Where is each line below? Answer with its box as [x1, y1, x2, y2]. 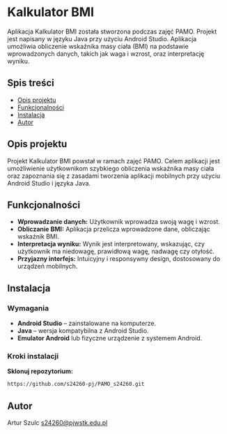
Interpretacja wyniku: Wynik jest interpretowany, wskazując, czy [17, 240, 205, 248]
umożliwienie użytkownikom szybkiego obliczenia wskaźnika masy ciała [7, 164, 214, 172]
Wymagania [7, 303, 49, 313]
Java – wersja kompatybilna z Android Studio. [17, 327, 149, 335]
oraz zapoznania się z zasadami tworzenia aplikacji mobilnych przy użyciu [7, 172, 221, 180]
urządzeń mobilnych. [17, 262, 78, 271]
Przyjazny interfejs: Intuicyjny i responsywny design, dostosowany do [17, 255, 221, 263]
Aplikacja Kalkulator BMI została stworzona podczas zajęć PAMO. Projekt [7, 27, 217, 36]
